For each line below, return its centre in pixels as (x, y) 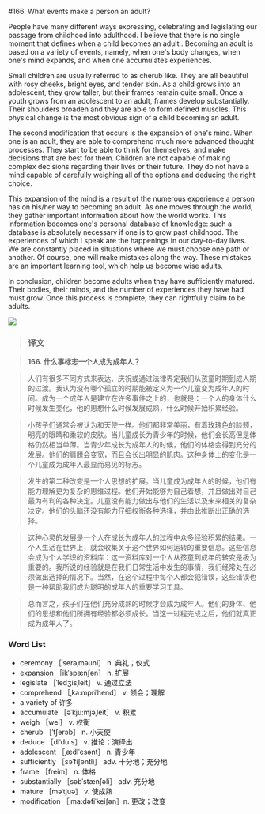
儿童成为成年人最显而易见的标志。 (90, 465)
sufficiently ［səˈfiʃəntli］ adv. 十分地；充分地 (93, 761)
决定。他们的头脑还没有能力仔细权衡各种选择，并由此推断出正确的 (135, 511)
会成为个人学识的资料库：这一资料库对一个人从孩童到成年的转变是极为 (142, 557)
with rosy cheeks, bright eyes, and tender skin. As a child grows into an (125, 84)
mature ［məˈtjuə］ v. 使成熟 (66, 791)
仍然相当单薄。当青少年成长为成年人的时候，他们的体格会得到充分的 (146, 445)
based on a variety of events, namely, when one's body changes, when (125, 52)
